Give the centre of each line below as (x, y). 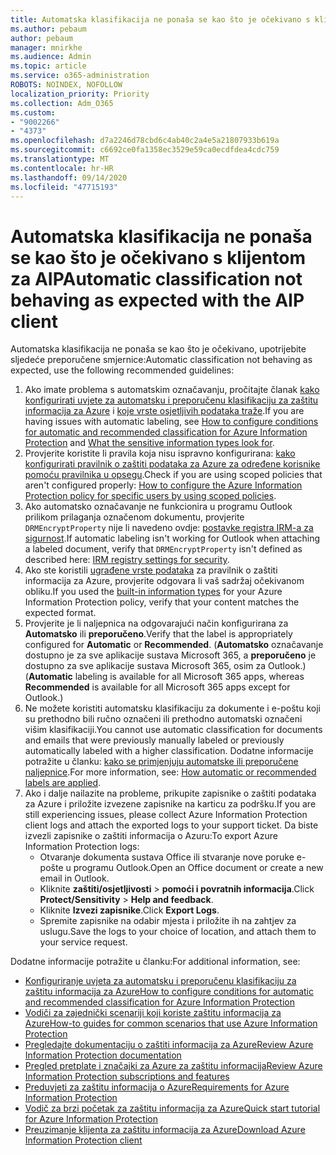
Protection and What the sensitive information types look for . (149, 443)
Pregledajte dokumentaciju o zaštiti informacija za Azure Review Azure (169, 1045)
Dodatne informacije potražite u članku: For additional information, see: (155, 962)
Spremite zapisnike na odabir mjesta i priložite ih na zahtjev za (168, 921)
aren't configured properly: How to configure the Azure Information (163, 485)
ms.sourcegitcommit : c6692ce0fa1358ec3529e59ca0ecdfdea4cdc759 (145, 150)
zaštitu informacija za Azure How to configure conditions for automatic (169, 992)
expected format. (60, 613)
